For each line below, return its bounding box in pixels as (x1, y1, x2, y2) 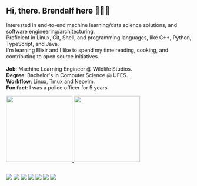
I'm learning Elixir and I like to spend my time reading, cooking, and (6, 46, 169, 54)
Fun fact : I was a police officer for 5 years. (6, 84, 109, 91)
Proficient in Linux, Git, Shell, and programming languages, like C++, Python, (6, 34, 192, 41)
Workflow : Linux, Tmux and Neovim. (6, 78, 95, 85)
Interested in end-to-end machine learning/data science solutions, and (6, 21, 178, 28)
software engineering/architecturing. (6, 28, 95, 35)
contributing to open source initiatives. (6, 52, 100, 59)
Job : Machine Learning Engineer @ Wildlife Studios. (6, 65, 132, 72)
